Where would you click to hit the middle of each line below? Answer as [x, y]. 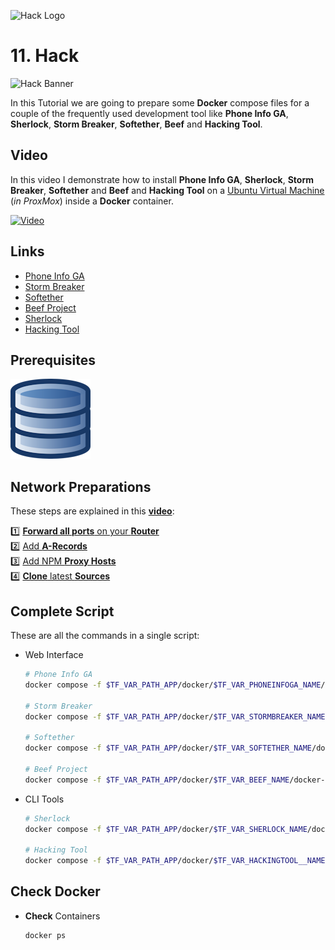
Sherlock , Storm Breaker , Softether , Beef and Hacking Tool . [136, 124]
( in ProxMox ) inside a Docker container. [92, 201]
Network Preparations [81, 486]
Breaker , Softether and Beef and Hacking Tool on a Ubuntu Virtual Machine [167, 190]
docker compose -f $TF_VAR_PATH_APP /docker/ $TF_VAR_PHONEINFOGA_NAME [173, 685]
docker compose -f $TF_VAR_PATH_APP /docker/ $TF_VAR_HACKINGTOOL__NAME [175, 861]
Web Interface [54, 654]
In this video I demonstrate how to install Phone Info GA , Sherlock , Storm [162, 179]
